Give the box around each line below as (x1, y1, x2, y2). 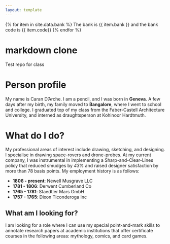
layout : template (5, 7, 42, 13)
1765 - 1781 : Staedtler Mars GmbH (12, 189, 85, 195)
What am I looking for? (5, 208, 78, 217)
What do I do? (5, 130, 65, 141)
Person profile (5, 79, 66, 90)
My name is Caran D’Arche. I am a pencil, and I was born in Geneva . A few (5, 96, 161, 102)
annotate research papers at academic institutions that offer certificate (5, 228, 153, 234)
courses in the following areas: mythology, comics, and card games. (5, 233, 148, 239)
